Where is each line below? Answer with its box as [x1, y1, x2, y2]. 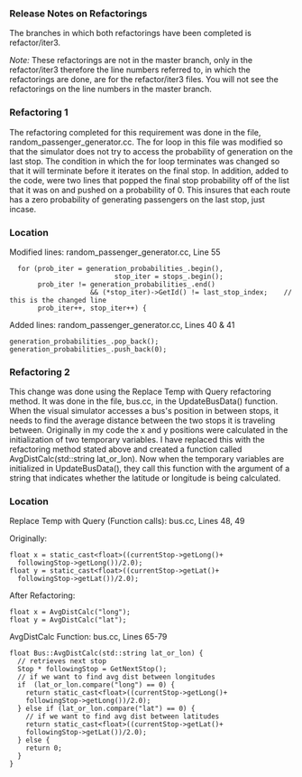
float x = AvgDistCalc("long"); [9, 608, 131, 617]
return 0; [25, 744, 63, 753]
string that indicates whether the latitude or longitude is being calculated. [9, 473, 281, 483]
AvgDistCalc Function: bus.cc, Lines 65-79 [9, 632, 168, 642]
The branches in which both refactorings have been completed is [9, 28, 252, 39]
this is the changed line [9, 295, 106, 304]
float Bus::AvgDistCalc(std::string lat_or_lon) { [9, 649, 204, 658]
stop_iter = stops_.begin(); [114, 272, 224, 281]
